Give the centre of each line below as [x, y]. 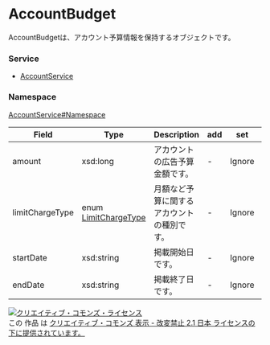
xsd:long [98, 161]
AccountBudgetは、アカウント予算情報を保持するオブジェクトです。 [122, 37]
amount [27, 161]
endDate [29, 285]
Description [176, 134]
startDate [30, 257]
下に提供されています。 [47, 333]
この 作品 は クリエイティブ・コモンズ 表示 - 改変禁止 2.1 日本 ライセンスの [132, 322]
